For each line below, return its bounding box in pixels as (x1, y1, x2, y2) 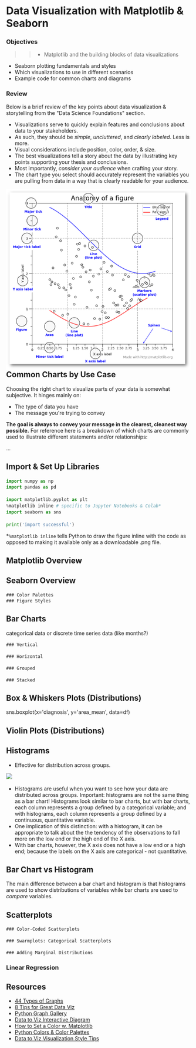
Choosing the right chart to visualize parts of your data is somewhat (6, 385, 170, 393)
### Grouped (6, 665, 35, 671)
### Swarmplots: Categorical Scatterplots (6, 938, 111, 944)
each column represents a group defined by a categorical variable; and (14, 803, 187, 811)
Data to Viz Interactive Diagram (14, 1016, 90, 1023)
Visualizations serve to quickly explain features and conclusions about (14, 121, 185, 128)
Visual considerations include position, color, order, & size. (14, 146, 156, 153)
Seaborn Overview (6, 576, 76, 586)
